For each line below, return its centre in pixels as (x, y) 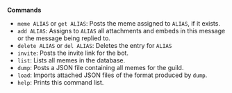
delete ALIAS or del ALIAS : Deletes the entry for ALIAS (94, 45)
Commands (24, 10)
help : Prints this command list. (60, 82)
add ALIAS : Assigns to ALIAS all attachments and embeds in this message (121, 31)
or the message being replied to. (64, 38)
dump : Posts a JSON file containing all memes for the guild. (100, 68)
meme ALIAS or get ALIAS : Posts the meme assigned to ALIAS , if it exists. (119, 23)
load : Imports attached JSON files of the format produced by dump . (112, 75)
